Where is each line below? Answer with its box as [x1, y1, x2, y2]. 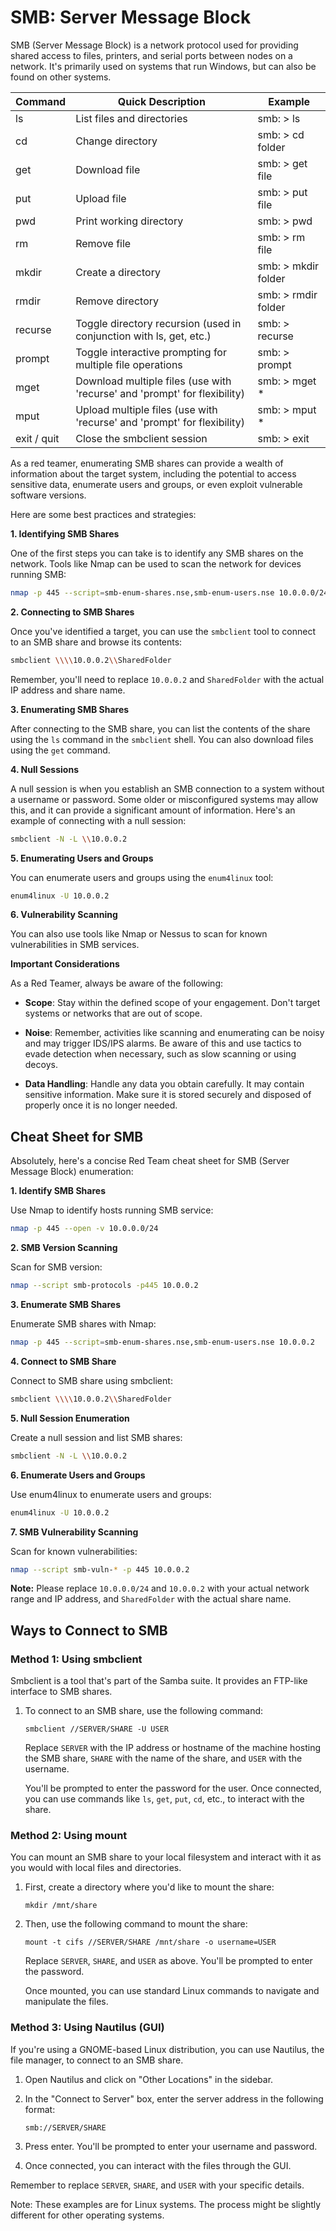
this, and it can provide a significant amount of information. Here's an [10, 804, 296, 816]
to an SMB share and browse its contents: [10, 636, 183, 648]
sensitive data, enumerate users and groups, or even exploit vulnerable [10, 478, 303, 490]
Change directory [75, 134, 158, 148]
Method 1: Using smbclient [10, 1652, 143, 1666]
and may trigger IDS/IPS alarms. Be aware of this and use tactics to [24, 1037, 302, 1050]
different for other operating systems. [10, 2209, 165, 2221]
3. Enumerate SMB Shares [10, 1299, 121, 1310]
